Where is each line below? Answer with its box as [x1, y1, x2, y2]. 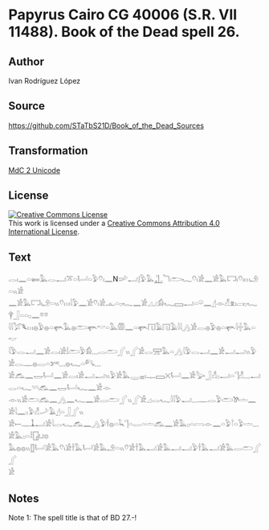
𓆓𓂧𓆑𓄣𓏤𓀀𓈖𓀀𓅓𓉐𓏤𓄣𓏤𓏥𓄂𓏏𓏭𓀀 [162, 274, 259, 284]
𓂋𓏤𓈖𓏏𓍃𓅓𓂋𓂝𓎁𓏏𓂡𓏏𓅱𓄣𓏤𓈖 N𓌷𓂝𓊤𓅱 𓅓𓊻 [8, 274, 163, 284]
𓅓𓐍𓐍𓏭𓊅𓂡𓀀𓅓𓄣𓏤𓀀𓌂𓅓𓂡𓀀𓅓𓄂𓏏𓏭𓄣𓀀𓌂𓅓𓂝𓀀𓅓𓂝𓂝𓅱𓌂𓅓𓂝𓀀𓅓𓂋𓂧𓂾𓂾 [8, 443, 262, 453]
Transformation [8, 144, 88, 158]
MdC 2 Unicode [8, 165, 61, 175]
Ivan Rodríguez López [8, 76, 81, 85]
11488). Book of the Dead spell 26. [8, 23, 240, 41]
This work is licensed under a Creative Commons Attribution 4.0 [8, 219, 221, 228]
